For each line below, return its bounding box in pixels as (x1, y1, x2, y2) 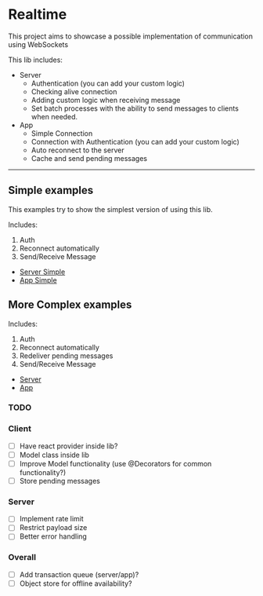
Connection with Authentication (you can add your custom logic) (31, 137, 240, 146)
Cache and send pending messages (31, 153, 148, 163)
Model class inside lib (19, 450, 90, 459)
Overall (8, 552, 37, 563)
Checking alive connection (31, 86, 117, 96)
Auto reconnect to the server (31, 145, 124, 155)
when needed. (31, 112, 78, 121)
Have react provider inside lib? (19, 441, 118, 451)
